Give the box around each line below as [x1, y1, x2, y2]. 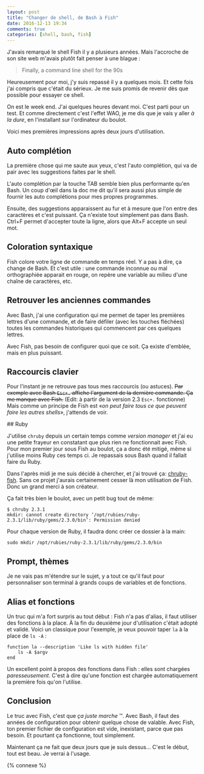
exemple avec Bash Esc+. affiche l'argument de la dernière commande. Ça [7, 389, 194, 397]
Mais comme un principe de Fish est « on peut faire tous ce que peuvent [7, 402, 187, 410]
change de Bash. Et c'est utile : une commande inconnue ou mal [7, 265, 168, 272]
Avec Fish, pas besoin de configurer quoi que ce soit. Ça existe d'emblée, [7, 343, 191, 350]
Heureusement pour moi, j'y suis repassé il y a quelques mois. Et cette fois [7, 79, 194, 86]
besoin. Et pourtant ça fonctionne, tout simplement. [7, 731, 135, 739]
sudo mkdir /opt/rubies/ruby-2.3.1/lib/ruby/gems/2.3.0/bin [7, 540, 163, 546]
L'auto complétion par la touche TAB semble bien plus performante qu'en [7, 180, 190, 187]
